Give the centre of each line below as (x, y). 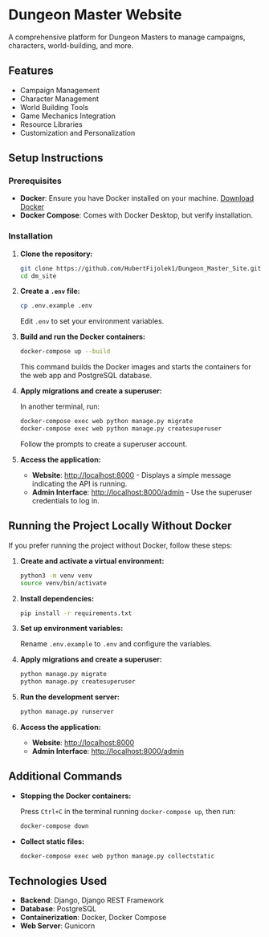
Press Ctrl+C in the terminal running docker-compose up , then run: (128, 811)
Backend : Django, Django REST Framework (92, 900)
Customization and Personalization (77, 132)
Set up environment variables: (71, 629)
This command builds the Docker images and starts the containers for (135, 367)
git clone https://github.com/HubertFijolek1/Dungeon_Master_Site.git (141, 268)
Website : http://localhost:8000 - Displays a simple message (131, 475)
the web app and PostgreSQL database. (86, 376)
